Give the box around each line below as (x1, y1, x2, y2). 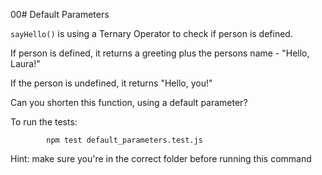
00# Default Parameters (10, 9, 110, 20)
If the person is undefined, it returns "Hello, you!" (10, 77, 213, 89)
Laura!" (10, 58, 41, 69)
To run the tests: (10, 116, 78, 128)
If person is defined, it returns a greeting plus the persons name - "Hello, (10, 47, 310, 59)
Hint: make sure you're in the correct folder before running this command (10, 153, 312, 164)
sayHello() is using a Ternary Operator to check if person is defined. (10, 28, 293, 39)
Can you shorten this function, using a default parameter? (10, 97, 248, 108)
